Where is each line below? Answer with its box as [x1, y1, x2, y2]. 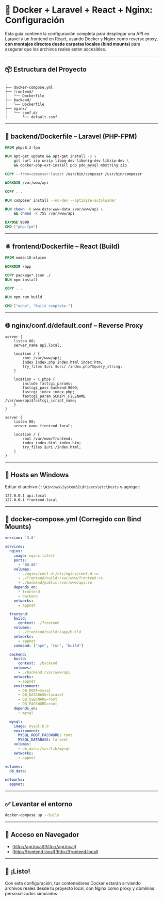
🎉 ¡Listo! [5, 868, 31, 876]
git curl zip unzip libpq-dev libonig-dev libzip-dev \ [14, 159, 130, 163]
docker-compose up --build [5, 813, 60, 818]
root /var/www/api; [22, 355, 62, 360]
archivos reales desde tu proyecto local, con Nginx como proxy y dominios [5, 885, 154, 891]
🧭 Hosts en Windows [5, 471, 69, 479]
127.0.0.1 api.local [5, 493, 47, 498]
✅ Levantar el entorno [5, 800, 73, 808]
